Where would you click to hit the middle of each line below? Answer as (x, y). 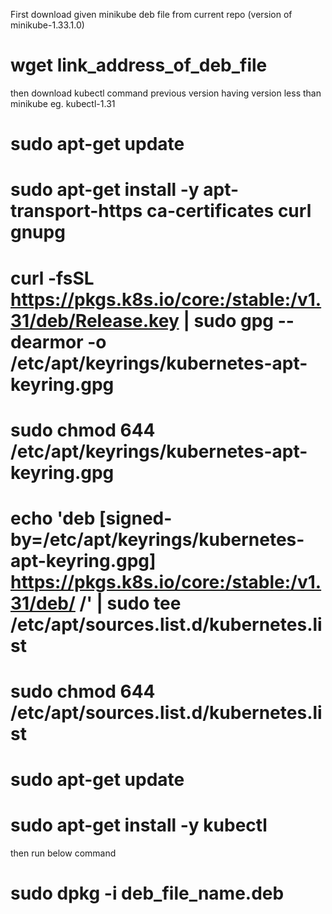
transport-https (76, 211)
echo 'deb (53, 518)
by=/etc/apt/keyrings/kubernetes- (157, 539)
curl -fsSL (52, 278)
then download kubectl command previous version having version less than (166, 93)
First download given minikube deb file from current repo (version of (151, 14)
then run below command (63, 853)
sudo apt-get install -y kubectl (139, 825)
